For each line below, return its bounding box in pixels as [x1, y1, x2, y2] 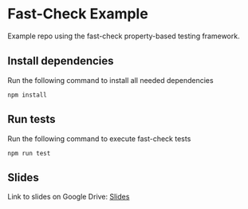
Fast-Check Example [7, 5, 148, 23]
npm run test [7, 149, 51, 157]
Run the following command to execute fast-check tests [7, 133, 191, 144]
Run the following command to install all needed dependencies [7, 75, 214, 85]
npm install [7, 91, 47, 99]
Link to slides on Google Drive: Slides [7, 192, 130, 202]
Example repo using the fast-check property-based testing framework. [7, 31, 240, 41]
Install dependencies [7, 54, 114, 68]
